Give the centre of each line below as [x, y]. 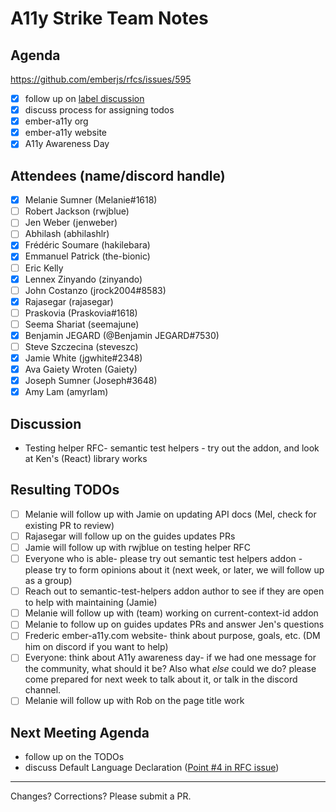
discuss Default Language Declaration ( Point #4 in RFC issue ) [152, 768]
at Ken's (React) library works [86, 459]
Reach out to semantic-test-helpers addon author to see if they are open [174, 591]
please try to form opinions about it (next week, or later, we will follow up [174, 570]
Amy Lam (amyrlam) [66, 392]
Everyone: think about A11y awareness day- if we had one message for [170, 658]
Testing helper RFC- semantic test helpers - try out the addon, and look [172, 448]
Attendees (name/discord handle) [118, 175]
